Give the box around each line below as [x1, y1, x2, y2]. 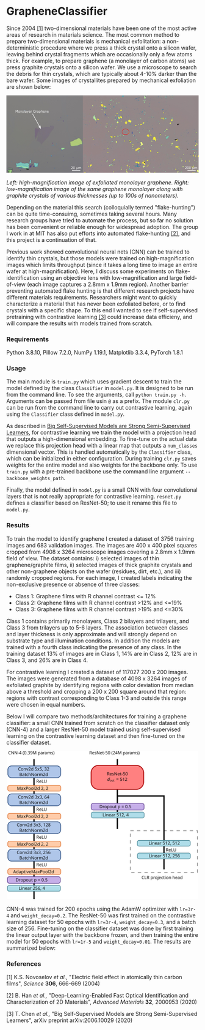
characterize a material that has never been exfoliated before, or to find [6, 300, 186, 307]
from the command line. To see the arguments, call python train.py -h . [6, 391, 187, 399]
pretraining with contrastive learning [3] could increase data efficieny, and [6, 313, 193, 320]
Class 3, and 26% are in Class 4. [6, 656, 88, 664]
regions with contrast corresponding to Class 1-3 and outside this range [6, 694, 187, 702]
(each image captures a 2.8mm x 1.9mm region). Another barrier [27, 280, 189, 288]
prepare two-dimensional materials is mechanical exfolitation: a [6, 37, 166, 45]
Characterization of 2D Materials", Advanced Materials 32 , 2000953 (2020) [6, 998, 197, 1006]
